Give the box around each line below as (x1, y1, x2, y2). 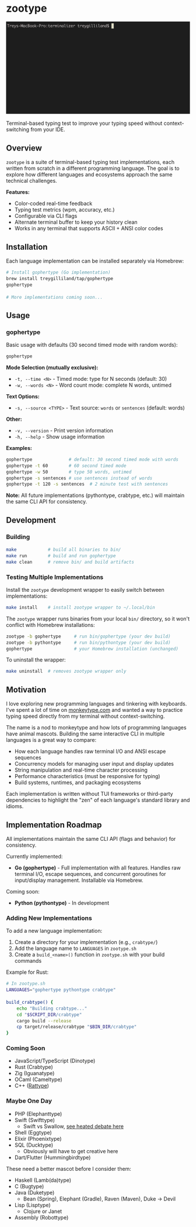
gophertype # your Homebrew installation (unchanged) (6, 646, 179, 652)
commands (14, 957, 42, 964)
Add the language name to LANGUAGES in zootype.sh (14, 945, 137, 952)
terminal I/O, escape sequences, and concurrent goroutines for (14, 870, 166, 877)
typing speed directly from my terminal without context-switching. (6, 713, 165, 720)
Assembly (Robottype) (14, 1214, 69, 1221)
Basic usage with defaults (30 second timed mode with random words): (6, 342, 178, 349)
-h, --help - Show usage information (14, 433, 105, 440)
